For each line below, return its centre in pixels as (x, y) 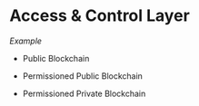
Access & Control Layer (100, 16)
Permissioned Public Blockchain (83, 76)
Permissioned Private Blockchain (84, 93)
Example (26, 41)
